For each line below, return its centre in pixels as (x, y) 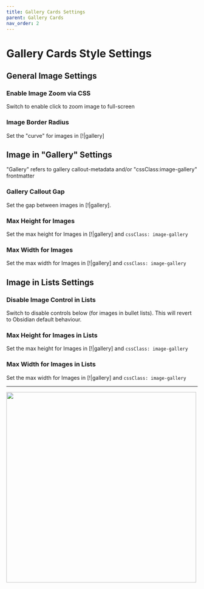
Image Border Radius (38, 123)
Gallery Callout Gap (36, 191)
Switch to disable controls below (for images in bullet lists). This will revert (99, 313)
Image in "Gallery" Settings (59, 155)
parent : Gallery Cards (35, 18)
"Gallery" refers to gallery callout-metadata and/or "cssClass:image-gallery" (102, 170)
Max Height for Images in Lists (52, 335)
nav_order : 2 (23, 23)
